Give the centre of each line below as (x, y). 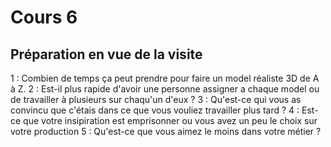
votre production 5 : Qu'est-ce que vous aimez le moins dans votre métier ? (166, 131)
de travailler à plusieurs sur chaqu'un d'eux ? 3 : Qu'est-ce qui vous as (156, 99)
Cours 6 (44, 17)
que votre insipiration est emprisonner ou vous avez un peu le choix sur (170, 120)
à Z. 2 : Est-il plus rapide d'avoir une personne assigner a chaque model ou (165, 89)
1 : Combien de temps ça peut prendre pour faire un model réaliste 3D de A (165, 78)
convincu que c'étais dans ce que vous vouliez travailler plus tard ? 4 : (155, 110)
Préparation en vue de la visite (106, 54)
